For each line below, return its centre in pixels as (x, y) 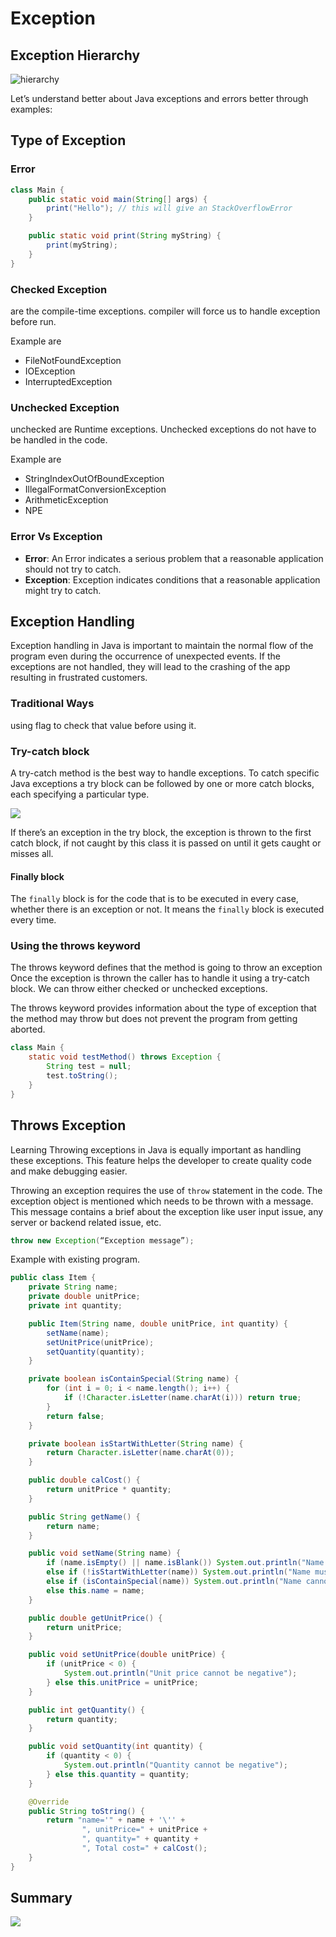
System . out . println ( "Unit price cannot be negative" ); (180, 1673)
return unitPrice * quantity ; (109, 1490)
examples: (31, 109)
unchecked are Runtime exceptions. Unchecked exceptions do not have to (163, 429)
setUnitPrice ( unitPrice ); (100, 1342)
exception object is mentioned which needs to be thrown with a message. (162, 1201)
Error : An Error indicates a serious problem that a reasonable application (174, 558)
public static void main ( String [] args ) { (118, 199)
